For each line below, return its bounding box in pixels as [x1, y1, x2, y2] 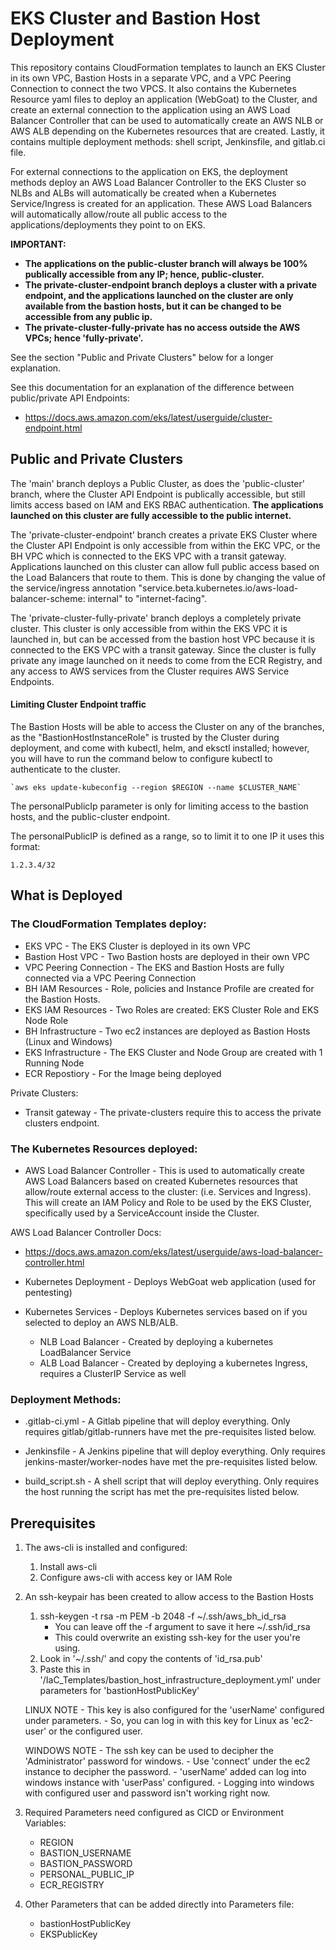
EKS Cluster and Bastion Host [10, 7, 261, 30]
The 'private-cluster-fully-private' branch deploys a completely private [10, 612, 302, 624]
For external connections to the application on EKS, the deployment [10, 165, 288, 177]
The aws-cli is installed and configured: [24, 1542, 188, 1554]
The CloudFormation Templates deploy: [10, 917, 207, 931]
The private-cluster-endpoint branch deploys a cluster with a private [24, 278, 318, 291]
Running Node [24, 1057, 85, 1069]
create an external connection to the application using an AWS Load [10, 103, 291, 116]
